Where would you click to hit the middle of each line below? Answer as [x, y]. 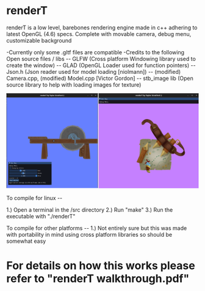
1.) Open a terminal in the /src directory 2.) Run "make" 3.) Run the [90, 210]
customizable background [39, 40]
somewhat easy [26, 241]
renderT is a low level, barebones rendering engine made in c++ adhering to [102, 27]
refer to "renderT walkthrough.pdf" [98, 279]
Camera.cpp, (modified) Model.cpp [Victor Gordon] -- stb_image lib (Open [100, 78]
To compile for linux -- [34, 198]
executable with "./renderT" [41, 216]
